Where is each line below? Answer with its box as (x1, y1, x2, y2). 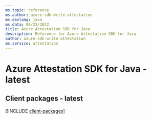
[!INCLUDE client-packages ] (5, 108, 65, 114)
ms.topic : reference (5, 7, 50, 13)
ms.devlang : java (5, 17, 42, 22)
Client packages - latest (5, 94, 83, 103)
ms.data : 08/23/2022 (5, 22, 50, 27)
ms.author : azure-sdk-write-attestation (5, 12, 93, 17)
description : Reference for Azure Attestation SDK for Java (5, 31, 137, 36)
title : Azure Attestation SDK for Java (5, 27, 91, 32)
